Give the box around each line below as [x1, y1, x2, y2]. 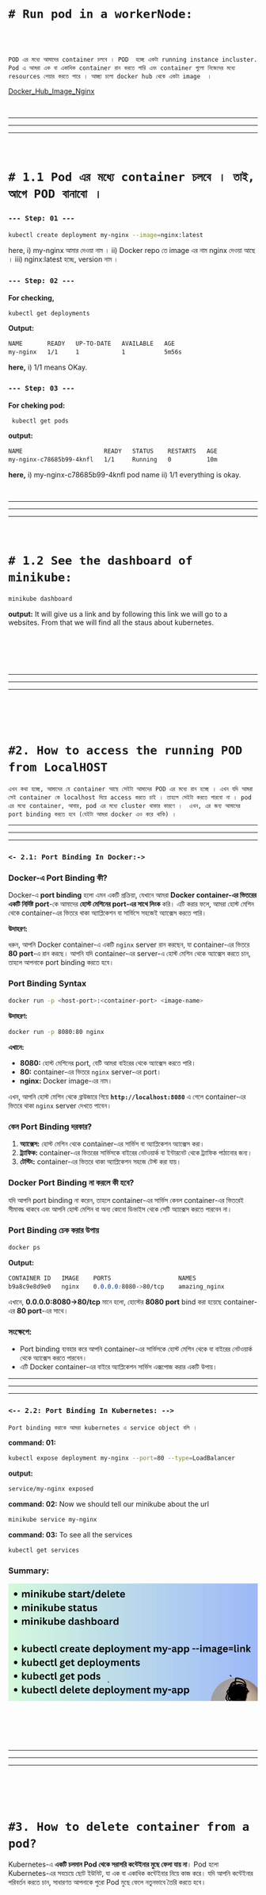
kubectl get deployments [8, 309, 90, 317]
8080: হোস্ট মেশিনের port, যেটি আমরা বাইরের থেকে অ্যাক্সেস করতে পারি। [19, 1059, 196, 1068]
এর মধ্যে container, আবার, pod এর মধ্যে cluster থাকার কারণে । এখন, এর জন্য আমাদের [8, 802, 241, 810]
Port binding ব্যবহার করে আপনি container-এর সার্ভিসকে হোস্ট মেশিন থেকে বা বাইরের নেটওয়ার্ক [19, 1344, 253, 1353]
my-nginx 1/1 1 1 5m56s [8, 348, 182, 356]
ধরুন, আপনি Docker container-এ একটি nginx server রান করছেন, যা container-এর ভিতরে [8, 940, 250, 950]
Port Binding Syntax [8, 978, 87, 990]
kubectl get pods [11, 416, 69, 425]
